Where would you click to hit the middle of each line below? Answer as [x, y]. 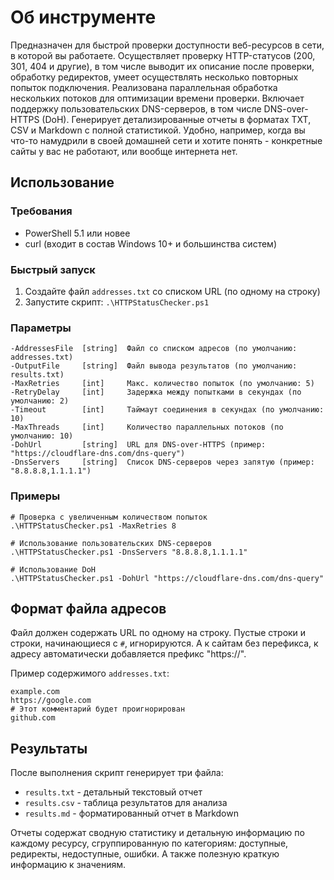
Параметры [41, 328]
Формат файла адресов [88, 608]
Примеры [35, 496]
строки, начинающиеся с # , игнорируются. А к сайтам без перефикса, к [164, 643]
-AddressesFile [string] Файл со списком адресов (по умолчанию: [154, 349]
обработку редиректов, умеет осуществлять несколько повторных [154, 77]
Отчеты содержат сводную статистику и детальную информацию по [157, 833]
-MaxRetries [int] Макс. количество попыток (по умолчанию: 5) [162, 384]
